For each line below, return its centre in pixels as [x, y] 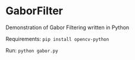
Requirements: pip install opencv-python [57, 39]
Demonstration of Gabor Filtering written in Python [67, 27]
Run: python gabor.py [32, 50]
